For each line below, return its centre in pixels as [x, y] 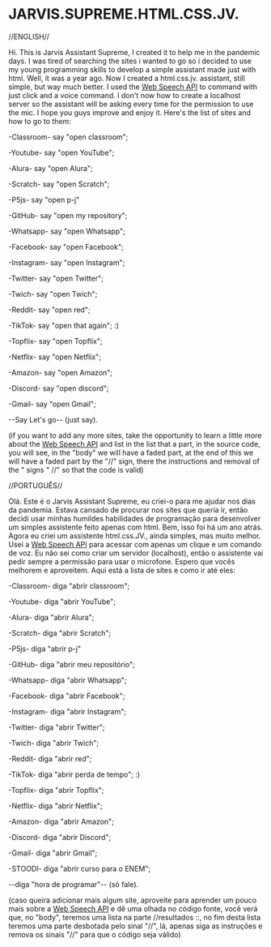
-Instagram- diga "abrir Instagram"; [68, 711]
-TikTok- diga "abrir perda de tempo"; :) [74, 774]
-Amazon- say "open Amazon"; [61, 372]
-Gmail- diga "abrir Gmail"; [53, 853]
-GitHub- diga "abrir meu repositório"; [72, 664]
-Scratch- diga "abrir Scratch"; [60, 632]
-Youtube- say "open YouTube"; [61, 152]
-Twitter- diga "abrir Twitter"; [57, 727]
